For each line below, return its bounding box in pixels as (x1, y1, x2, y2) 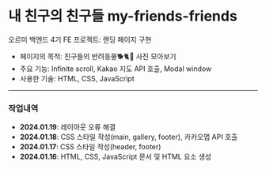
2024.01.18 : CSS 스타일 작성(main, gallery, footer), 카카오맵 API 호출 (19, 132, 238, 142)
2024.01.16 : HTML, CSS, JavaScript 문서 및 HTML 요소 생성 (19, 152, 212, 162)
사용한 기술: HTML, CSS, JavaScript (19, 73, 135, 83)
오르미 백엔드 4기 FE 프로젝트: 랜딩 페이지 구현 (8, 35, 152, 44)
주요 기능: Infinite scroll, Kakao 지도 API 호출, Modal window (19, 64, 212, 73)
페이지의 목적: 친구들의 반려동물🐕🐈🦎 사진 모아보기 (19, 51, 177, 61)
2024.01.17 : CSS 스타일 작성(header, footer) (19, 142, 161, 152)
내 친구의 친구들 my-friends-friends (8, 7, 237, 25)
